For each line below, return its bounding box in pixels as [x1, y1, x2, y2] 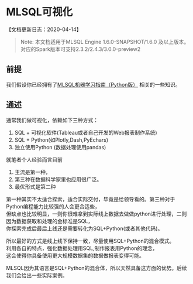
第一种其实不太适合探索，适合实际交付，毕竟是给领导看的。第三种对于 [6, 196, 175, 203]
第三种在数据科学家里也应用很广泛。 [14, 176, 102, 183]
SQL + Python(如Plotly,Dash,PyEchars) [14, 136, 109, 143]
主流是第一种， [14, 168, 51, 176]
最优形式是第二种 [14, 183, 56, 190]
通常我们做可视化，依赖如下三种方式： [6, 117, 98, 124]
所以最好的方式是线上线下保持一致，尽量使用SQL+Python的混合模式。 [6, 237, 175, 244]
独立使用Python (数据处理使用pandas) [14, 143, 106, 150]
